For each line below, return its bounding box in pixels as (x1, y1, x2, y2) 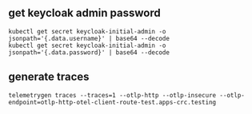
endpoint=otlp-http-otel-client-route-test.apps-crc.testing (8, 98, 217, 106)
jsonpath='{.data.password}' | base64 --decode (8, 48, 170, 57)
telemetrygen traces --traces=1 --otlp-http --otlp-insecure (8, 91, 217, 99)
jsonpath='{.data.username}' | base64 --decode (8, 34, 170, 42)
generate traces (8, 70, 90, 84)
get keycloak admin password (8, 6, 162, 20)
